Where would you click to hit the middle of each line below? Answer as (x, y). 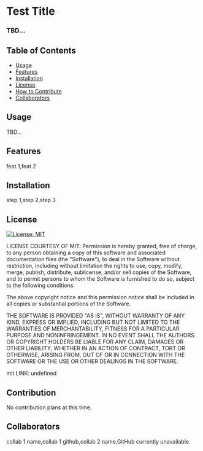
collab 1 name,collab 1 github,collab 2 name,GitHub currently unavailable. (99, 441)
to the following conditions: (41, 285)
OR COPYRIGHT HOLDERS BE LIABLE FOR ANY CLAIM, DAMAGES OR (95, 342)
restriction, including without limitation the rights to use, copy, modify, (94, 266)
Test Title (31, 11)
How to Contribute (39, 91)
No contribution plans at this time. (49, 407)
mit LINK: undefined (32, 374)
